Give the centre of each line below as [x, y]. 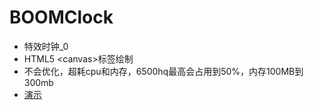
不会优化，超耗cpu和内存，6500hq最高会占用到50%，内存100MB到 [163, 71]
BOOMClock [61, 17]
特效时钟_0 [46, 46]
